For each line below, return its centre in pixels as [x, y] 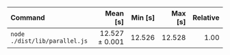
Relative [206, 18]
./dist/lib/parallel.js [49, 41]
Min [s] [143, 18]
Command [28, 18]
